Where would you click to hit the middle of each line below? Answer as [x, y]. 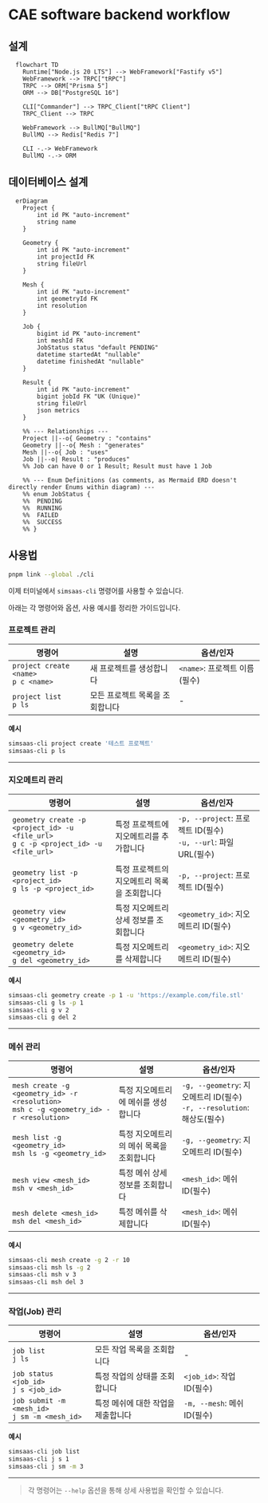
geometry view [39, 911]
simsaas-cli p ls [37, 751]
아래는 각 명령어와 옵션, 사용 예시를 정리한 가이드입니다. [95, 607]
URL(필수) [197, 854]
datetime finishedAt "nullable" [91, 361]
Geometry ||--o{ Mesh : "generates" [84, 445]
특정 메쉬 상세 [143, 1173]
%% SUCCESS [42, 522]
